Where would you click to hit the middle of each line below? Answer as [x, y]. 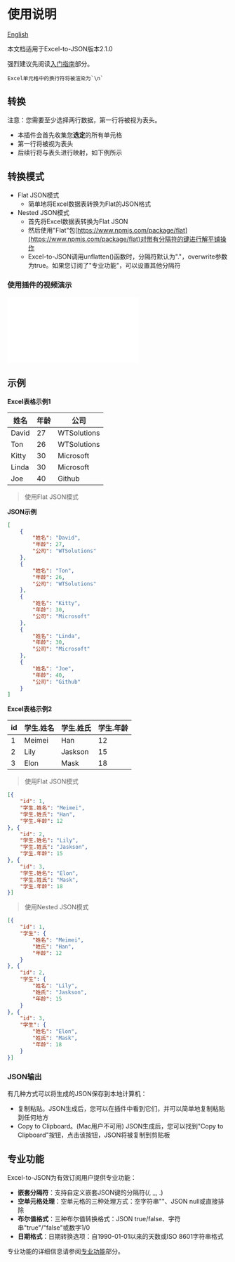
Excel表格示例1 [29, 401]
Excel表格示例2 [30, 709]
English [18, 34]
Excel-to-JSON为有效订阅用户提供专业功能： [72, 1177]
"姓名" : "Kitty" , [57, 604]
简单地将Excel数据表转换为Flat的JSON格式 [89, 204]
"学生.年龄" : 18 [41, 886]
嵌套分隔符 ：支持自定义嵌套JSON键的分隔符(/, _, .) [90, 1192]
